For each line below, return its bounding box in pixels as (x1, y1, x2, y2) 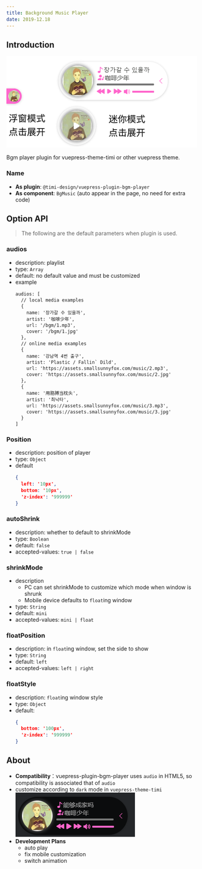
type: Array (15, 265, 44, 273)
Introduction (6, 40, 55, 50)
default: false (15, 541, 50, 549)
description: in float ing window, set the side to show (15, 645, 149, 652)
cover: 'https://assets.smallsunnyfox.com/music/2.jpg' (26, 371, 171, 378)
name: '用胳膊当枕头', (26, 390, 79, 396)
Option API (6, 214, 48, 224)
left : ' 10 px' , (21, 481, 57, 487)
